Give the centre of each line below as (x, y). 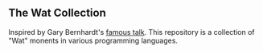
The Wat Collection (58, 13)
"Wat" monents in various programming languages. (93, 40)
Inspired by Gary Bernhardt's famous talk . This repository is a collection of (131, 32)
